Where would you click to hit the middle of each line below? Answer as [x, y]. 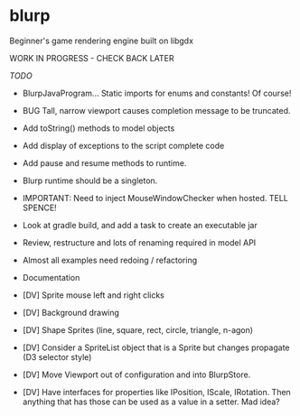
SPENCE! [39, 208]
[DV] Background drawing [71, 312]
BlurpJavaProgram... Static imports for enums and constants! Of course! [157, 93]
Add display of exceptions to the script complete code [123, 145]
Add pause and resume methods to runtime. [104, 162]
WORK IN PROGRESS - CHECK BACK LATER [92, 58]
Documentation [51, 277]
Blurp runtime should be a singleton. [90, 180]
